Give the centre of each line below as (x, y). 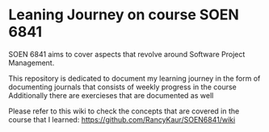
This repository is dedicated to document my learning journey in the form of (134, 78)
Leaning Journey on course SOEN (124, 15)
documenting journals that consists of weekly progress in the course (122, 87)
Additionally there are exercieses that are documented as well (111, 95)
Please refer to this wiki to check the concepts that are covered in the (124, 111)
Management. (32, 63)
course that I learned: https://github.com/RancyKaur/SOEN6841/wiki (122, 119)
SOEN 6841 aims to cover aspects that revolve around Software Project (127, 54)
